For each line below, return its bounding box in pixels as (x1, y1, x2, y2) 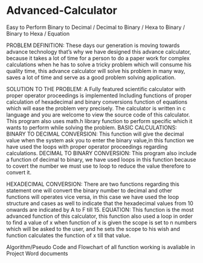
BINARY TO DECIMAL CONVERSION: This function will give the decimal (6, 130, 184, 138)
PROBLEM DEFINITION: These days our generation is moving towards (6, 42, 180, 49)
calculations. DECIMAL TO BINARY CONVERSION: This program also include (6, 149, 197, 157)
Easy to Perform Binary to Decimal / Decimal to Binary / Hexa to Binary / (6, 24, 185, 31)
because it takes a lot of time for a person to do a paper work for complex (6, 54, 190, 62)
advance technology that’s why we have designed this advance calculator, (6, 48, 192, 55)
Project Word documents (6, 250, 68, 257)
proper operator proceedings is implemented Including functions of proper (6, 92, 192, 99)
